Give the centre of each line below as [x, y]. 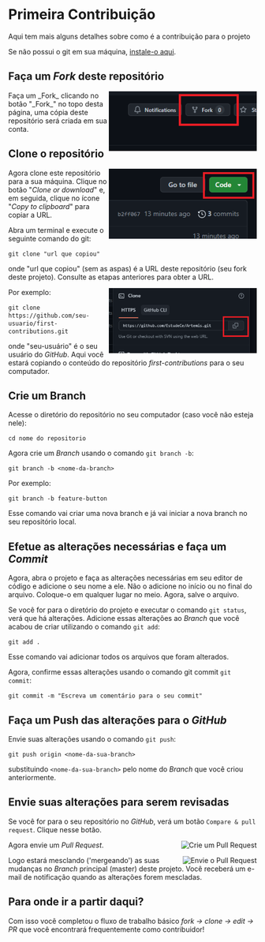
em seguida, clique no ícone [54, 198]
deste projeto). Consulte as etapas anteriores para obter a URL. [111, 277]
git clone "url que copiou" [54, 254]
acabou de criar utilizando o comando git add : [84, 627]
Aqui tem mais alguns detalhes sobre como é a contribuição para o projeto [129, 36]
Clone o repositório [56, 154]
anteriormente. [32, 778]
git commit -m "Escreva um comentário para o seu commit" [105, 696]
